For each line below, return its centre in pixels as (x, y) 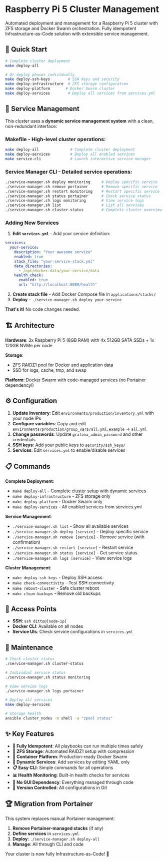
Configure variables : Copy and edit (49, 423)
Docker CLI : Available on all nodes (48, 626)
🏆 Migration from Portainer (49, 804)
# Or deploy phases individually (40, 75)
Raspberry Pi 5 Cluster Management (82, 9)
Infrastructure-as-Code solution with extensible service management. (77, 34)
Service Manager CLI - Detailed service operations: (69, 172)
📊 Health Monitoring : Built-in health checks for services (71, 775)
